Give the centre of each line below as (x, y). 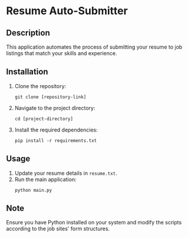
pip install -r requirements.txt (56, 140)
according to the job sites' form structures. (58, 229)
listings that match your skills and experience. (62, 53)
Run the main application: (45, 179)
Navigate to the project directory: (55, 108)
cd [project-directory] (44, 119)
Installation (27, 72)
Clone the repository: (40, 86)
